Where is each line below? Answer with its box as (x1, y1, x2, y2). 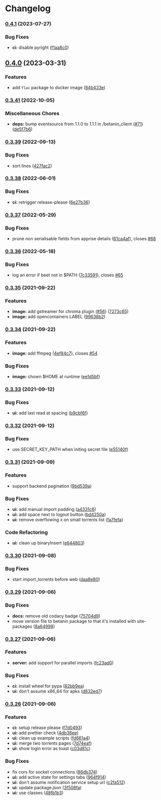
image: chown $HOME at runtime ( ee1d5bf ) (12, 373, 100, 379)
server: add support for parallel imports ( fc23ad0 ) (12, 660, 114, 665)
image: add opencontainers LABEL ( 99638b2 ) (12, 314, 106, 320)
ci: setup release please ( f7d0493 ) (12, 725, 82, 731)
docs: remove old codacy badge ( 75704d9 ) (12, 613, 100, 619)
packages (12, 623, 33, 629)
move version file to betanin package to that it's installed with (12, 618, 136, 624)
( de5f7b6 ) (12, 126, 33, 132)
